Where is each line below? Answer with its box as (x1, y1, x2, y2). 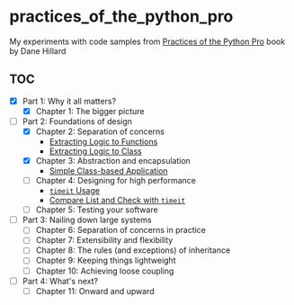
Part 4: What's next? (22, 275, 99, 286)
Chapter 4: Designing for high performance (35, 175, 196, 186)
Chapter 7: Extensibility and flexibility (35, 235, 174, 246)
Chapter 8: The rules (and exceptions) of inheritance (35, 245, 231, 256)
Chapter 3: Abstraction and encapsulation (35, 156, 192, 166)
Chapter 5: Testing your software (35, 204, 159, 215)
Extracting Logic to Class (49, 146, 142, 157)
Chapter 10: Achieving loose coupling (35, 265, 174, 276)
